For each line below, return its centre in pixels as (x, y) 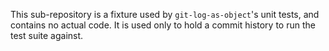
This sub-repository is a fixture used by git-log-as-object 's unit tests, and (165, 14)
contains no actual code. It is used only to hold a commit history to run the (163, 25)
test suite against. (47, 35)
